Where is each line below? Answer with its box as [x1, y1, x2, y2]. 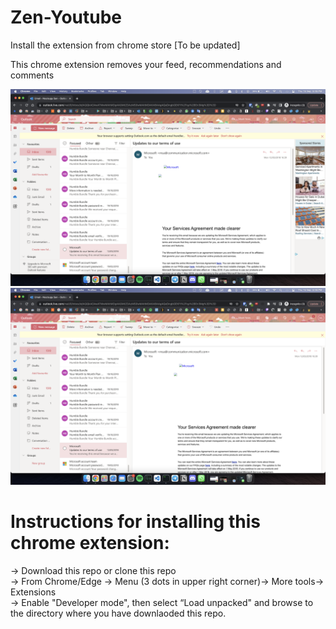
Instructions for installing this [10, 511, 261, 533]
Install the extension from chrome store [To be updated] [10, 39, 241, 51]
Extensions [10, 586, 57, 598]
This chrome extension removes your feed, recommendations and [10, 58, 282, 70]
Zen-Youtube [10, 6, 123, 29]
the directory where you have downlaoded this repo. [10, 607, 227, 619]
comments [10, 69, 55, 81]
